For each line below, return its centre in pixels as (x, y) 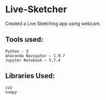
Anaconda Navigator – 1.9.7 (35, 56)
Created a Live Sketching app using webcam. (53, 23)
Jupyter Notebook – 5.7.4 (33, 60)
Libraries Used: (30, 76)
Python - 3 (17, 51)
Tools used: (24, 40)
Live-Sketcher (36, 9)
